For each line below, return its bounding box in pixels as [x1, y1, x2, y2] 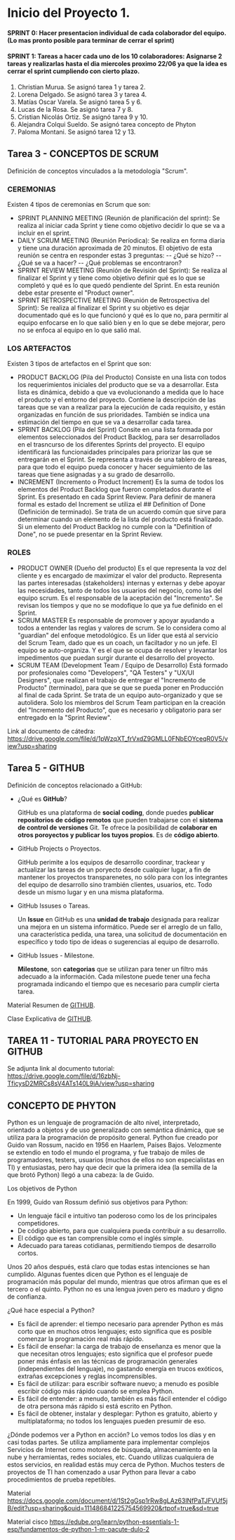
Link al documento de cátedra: [7, 727, 96, 735]
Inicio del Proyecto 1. [7, 5, 130, 21]
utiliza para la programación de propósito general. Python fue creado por [7, 1133, 219, 1142]
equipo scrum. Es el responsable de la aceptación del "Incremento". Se [17, 593, 223, 602]
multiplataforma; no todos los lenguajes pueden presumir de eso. [17, 1417, 206, 1425]
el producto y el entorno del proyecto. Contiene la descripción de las [17, 395, 216, 404]
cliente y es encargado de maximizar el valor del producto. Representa [17, 571, 222, 580]
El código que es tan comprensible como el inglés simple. [17, 1234, 184, 1242]
